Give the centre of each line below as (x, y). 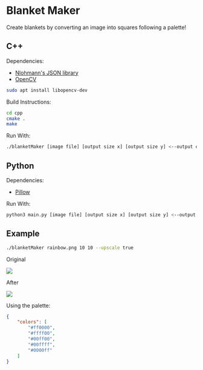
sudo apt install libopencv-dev (47, 90)
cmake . (16, 119)
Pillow (22, 192)
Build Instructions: (29, 102)
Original (16, 259)
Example (23, 234)
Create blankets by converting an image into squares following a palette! (96, 27)
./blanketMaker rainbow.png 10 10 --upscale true (70, 248)
